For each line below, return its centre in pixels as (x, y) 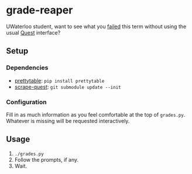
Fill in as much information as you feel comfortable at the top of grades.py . (96, 114)
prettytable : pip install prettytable (59, 80)
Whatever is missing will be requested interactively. (68, 121)
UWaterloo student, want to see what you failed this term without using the (96, 26)
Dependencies (27, 68)
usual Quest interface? (33, 32)
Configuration (26, 102)
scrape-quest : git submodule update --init (68, 87)
